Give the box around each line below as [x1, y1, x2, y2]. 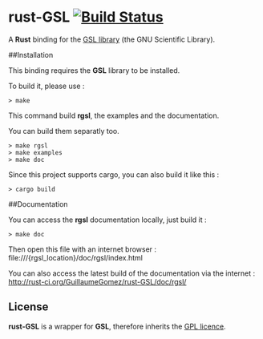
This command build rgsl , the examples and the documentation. [8, 111, 220, 120]
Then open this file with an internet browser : [8, 244, 157, 254]
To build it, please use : [8, 81, 85, 91]
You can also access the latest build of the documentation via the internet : [8, 268, 256, 278]
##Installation [8, 50, 54, 59]
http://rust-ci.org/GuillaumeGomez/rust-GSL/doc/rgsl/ [8, 276, 187, 286]
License [8, 301, 49, 314]
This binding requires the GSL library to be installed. [8, 65, 180, 75]
